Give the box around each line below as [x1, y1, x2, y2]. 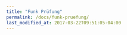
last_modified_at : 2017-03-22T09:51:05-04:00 [6, 20, 121, 26]
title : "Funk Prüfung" [6, 8, 63, 15]
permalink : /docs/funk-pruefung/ [6, 14, 89, 20]
